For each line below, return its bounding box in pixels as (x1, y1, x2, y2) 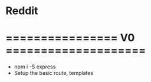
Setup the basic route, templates (14, 70, 94, 77)
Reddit (5, 4, 38, 18)
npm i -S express (14, 63, 56, 70)
